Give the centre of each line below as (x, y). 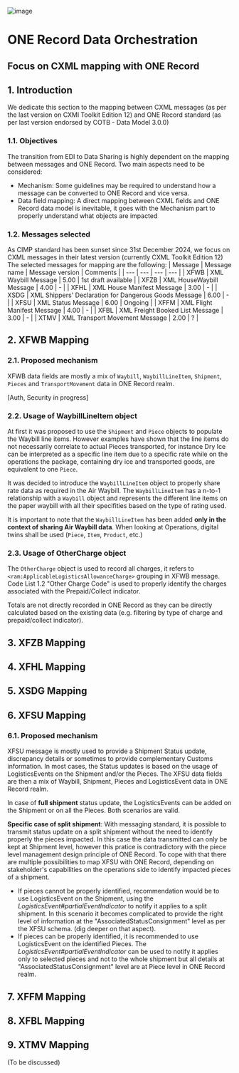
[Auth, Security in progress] (48, 397)
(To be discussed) (34, 1062)
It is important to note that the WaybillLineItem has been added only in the (117, 519)
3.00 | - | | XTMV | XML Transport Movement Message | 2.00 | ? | (103, 318)
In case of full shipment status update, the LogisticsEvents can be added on (119, 803)
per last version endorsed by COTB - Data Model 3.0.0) (88, 123)
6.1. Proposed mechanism (53, 735)
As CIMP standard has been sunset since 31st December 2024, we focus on (119, 249)
